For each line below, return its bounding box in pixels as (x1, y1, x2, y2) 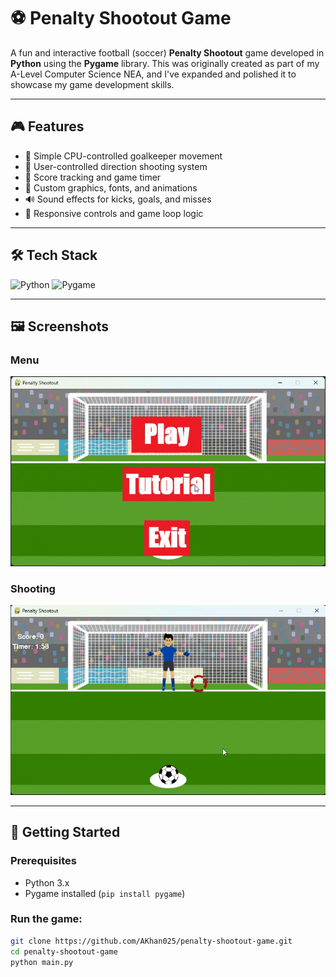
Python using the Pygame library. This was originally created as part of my (10, 57, 320, 69)
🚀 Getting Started (10, 824, 121, 841)
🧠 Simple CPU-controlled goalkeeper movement (24, 150, 223, 162)
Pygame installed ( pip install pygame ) (24, 887, 186, 899)
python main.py (10, 957, 74, 967)
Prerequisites (10, 854, 77, 868)
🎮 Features (10, 118, 85, 135)
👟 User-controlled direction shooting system (24, 160, 208, 172)
